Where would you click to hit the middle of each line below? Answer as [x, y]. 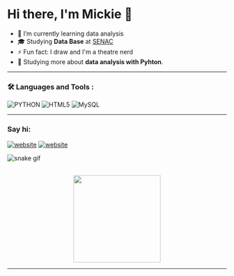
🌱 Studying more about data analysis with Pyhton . [90, 61]
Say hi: [19, 130]
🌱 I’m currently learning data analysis [70, 33]
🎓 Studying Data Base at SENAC [65, 41]
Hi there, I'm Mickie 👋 [70, 14]
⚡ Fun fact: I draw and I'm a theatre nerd [75, 52]
